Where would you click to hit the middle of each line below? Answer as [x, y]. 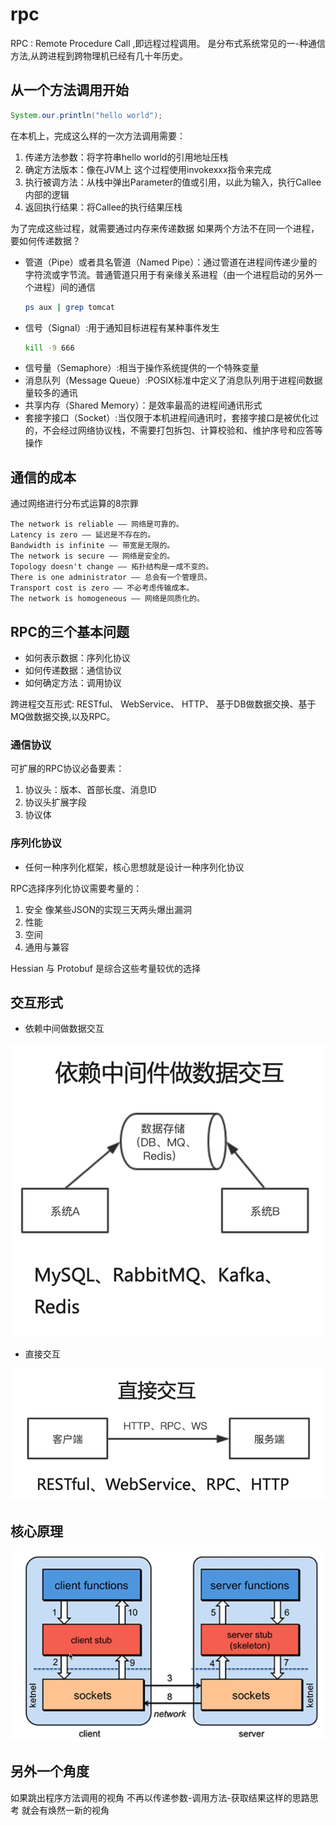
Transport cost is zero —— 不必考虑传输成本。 [102, 588]
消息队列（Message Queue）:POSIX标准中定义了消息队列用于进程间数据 [173, 380]
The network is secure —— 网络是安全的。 [92, 556]
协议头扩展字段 [55, 802]
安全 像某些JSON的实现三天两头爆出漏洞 [108, 909]
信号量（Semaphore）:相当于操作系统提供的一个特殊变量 [142, 368]
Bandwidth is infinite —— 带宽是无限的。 [92, 546]
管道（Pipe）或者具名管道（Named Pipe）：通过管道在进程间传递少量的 [171, 262]
